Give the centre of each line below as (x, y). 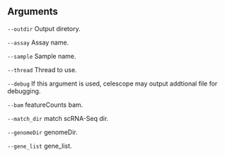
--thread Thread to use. (42, 69)
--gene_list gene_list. (40, 146)
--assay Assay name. (38, 42)
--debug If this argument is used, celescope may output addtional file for (112, 83)
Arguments (33, 12)
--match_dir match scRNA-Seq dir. (58, 118)
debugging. (24, 91)
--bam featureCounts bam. (45, 105)
